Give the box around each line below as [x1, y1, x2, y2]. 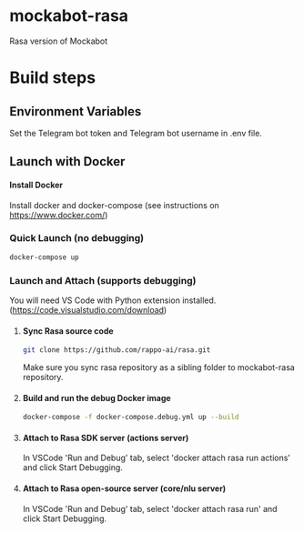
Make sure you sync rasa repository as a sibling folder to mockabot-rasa [22, 362, 296, 373]
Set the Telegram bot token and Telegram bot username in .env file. [9, 127, 262, 138]
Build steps [9, 67, 96, 88]
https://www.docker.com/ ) [9, 209, 108, 220]
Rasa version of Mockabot [9, 35, 108, 46]
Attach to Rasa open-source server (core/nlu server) [22, 483, 227, 494]
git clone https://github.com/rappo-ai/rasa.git [22, 346, 211, 355]
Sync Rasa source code [22, 325, 114, 337]
